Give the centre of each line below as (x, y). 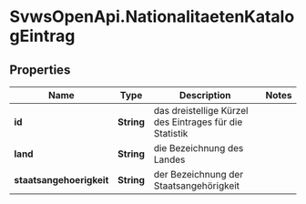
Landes (169, 159)
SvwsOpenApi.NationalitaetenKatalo (152, 17)
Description (205, 95)
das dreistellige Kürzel (201, 111)
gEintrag (42, 36)
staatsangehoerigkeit (61, 180)
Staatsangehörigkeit (196, 186)
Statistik (171, 133)
